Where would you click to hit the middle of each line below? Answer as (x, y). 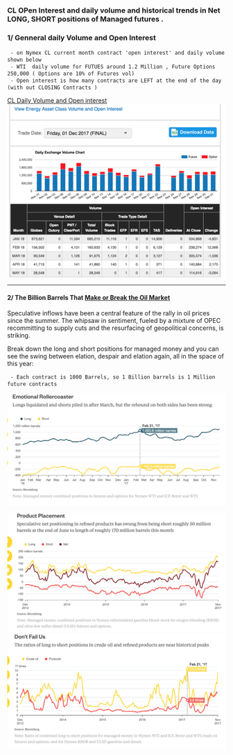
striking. (19, 335)
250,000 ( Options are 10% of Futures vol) (71, 74)
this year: (20, 363)
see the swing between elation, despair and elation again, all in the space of (115, 356)
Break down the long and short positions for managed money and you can (113, 349)
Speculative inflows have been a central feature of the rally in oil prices (109, 313)
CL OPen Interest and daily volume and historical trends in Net (114, 10)
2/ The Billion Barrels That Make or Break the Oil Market (89, 297)
